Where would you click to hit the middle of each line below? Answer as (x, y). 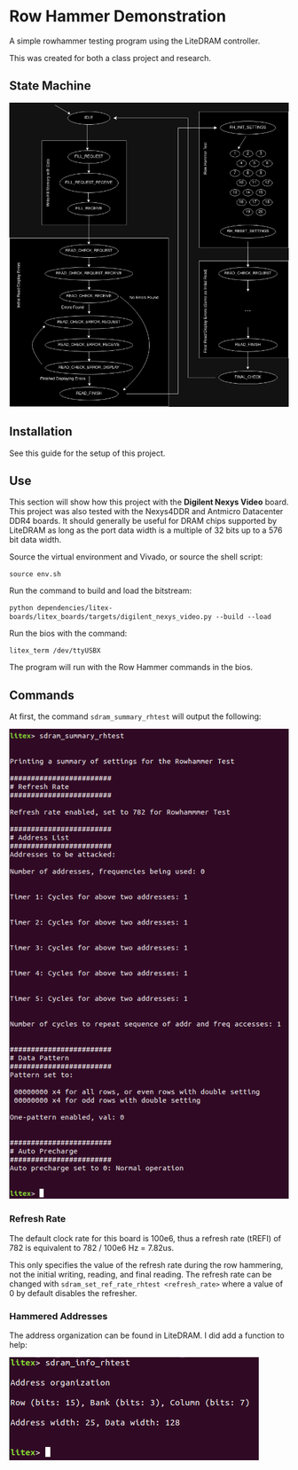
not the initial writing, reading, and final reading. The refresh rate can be (141, 1274)
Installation (41, 432)
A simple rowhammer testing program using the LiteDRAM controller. (135, 41)
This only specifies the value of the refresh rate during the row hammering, (146, 1264)
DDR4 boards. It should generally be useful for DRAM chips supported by (143, 521)
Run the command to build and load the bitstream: (101, 590)
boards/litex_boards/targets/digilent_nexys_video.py (111, 617)
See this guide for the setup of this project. (87, 453)
